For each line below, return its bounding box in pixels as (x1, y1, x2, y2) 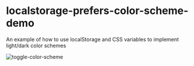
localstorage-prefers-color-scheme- (6, 4, 189, 18)
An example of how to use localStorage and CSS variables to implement (6, 36, 179, 43)
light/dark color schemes (6, 42, 66, 49)
